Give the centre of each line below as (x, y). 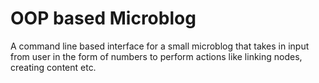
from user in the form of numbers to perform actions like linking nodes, (156, 56)
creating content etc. (53, 67)
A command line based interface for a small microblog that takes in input (160, 46)
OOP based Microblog (103, 18)
